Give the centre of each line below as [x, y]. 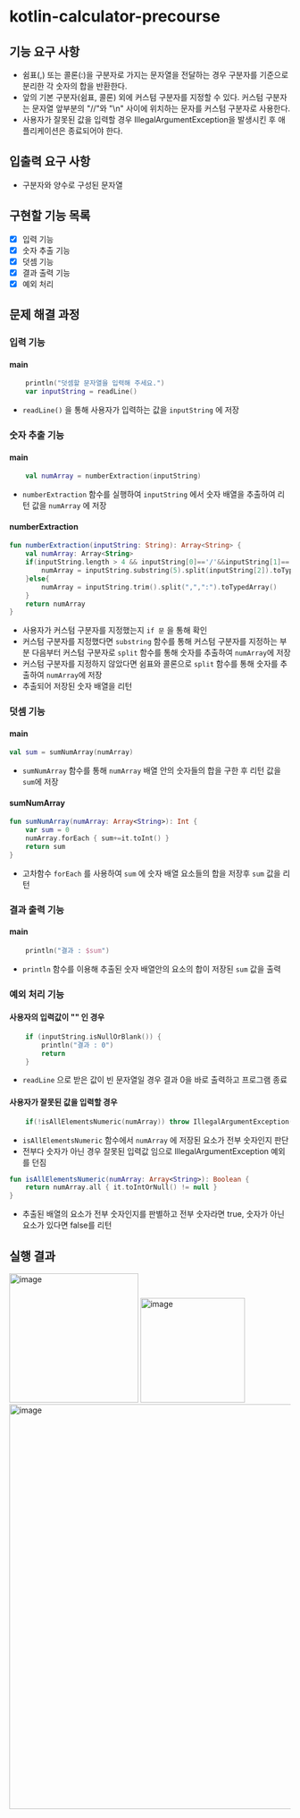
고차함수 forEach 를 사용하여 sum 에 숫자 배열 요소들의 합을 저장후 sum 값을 [151, 873]
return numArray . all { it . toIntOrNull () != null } [121, 1187]
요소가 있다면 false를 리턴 [67, 1225]
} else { [37, 579]
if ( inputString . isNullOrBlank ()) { [94, 1036]
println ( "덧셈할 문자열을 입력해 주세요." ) [95, 383]
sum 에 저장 [40, 782]
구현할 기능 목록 [50, 216]
